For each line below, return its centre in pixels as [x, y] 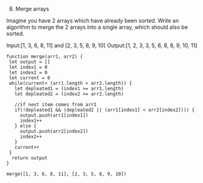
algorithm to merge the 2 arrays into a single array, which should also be [97, 27]
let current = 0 [30, 78]
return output [30, 158]
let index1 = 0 [28, 67]
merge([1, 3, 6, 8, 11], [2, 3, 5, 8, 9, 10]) [66, 174]
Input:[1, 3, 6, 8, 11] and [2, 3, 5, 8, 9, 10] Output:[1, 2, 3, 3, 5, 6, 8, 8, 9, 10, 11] [102, 45]
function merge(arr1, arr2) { [45, 57]
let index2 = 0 [28, 73]
